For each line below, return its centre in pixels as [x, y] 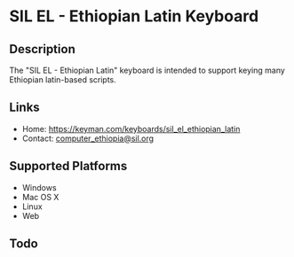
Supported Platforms [68, 166]
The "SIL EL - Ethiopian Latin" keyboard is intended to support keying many [147, 70]
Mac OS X [40, 197]
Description [42, 49]
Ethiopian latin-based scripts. [63, 80]
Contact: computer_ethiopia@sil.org [87, 138]
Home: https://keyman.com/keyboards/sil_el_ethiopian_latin [131, 128]
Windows [39, 187]
